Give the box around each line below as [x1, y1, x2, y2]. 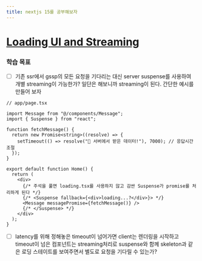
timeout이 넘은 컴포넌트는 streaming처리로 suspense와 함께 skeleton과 [15, 240, 187, 248]
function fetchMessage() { [6, 127, 75, 133]
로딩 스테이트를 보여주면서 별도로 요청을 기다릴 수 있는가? [21, 248, 158, 256]
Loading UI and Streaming [6, 35, 140, 49]
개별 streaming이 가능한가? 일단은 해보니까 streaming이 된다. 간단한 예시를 [15, 80, 194, 88]
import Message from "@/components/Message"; [6, 110, 123, 117]
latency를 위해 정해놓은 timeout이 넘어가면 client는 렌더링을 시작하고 [15, 233, 179, 240]
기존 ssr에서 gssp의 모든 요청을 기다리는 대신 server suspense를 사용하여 [15, 73, 192, 80]
